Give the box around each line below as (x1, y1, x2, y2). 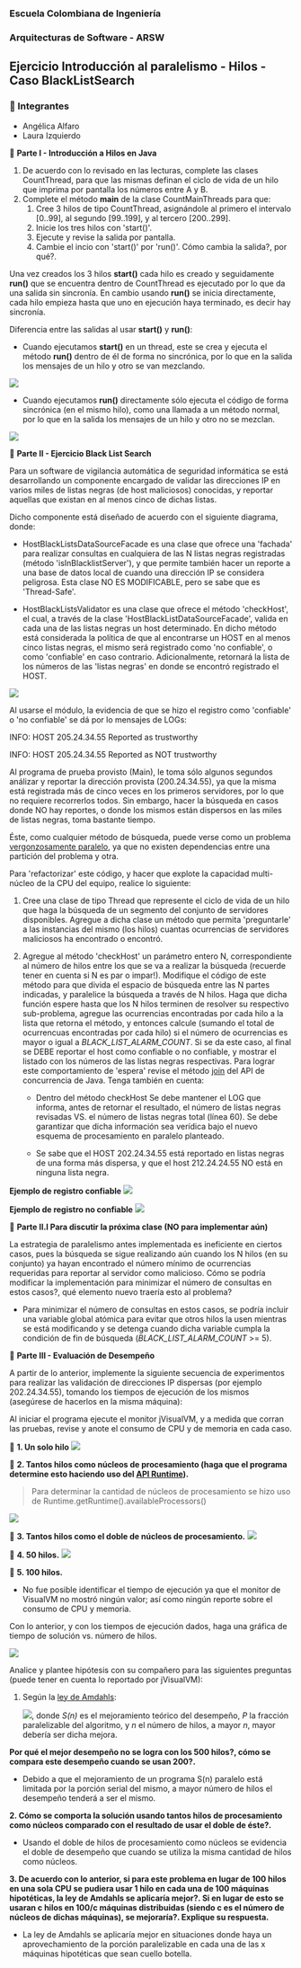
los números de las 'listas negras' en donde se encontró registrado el (22, 660, 279, 671)
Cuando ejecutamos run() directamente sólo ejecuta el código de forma (22, 394, 289, 405)
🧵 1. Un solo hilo (9, 1441, 70, 1452)
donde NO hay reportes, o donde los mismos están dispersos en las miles (9, 804, 283, 815)
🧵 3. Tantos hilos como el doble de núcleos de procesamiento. (9, 1530, 245, 1541)
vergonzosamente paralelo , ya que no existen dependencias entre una (9, 841, 270, 852)
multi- (251, 868, 274, 879)
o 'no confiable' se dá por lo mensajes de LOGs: (9, 714, 187, 725)
